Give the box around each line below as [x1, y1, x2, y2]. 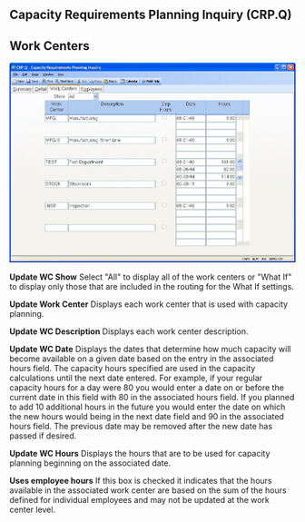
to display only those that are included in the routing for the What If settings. [9, 281, 295, 291]
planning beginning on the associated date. [9, 458, 172, 468]
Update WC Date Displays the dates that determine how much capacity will [9, 343, 291, 354]
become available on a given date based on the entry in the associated [9, 353, 274, 364]
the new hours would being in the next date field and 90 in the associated [9, 410, 284, 421]
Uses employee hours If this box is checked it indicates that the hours [9, 475, 272, 486]
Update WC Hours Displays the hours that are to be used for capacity [9, 448, 271, 458]
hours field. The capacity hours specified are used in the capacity [9, 362, 256, 373]
